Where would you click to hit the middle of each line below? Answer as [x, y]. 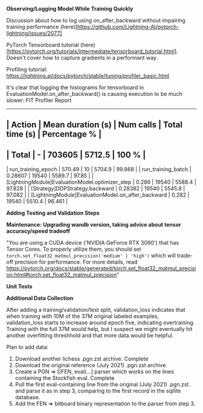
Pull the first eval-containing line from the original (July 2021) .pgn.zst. [102, 385]
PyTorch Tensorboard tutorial [43, 45]
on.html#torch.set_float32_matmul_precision [62, 275]
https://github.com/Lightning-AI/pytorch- [128, 27]
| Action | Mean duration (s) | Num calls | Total [95, 125]
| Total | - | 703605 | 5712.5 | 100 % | [76, 155]
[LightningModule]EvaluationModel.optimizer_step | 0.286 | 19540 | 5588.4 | [101, 182]
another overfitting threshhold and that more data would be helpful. [90, 336]
